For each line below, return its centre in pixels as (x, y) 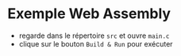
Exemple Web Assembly (89, 14)
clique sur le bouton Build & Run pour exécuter (96, 43)
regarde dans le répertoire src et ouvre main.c (94, 35)
